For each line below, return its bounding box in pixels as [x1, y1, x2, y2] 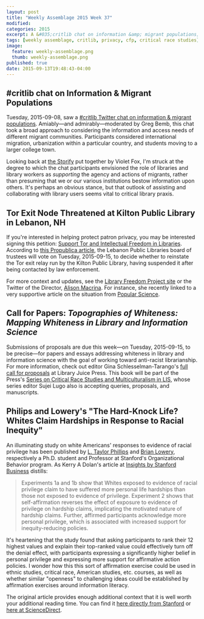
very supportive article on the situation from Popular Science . [6, 290, 160, 298]
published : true [6, 60, 47, 66]
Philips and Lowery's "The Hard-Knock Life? [6, 406, 178, 417]
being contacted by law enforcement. [6, 266, 100, 273]
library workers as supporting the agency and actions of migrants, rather [6, 171, 188, 178]
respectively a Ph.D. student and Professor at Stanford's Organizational [6, 454, 185, 461]
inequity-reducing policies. [21, 524, 89, 531]
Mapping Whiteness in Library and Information [6, 318, 188, 328]
